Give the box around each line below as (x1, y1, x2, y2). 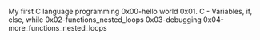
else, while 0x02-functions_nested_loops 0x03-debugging (8, 15, 202, 24)
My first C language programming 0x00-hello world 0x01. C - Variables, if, (8, 7, 253, 16)
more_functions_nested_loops (8, 24, 107, 32)
